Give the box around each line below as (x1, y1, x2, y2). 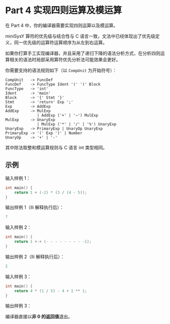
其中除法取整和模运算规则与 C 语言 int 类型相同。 (5, 144, 108, 150)
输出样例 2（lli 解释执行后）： (5, 254, 65, 260)
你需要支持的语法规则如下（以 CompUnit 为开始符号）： (5, 67, 117, 73)
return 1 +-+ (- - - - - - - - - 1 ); (14, 239, 92, 245)
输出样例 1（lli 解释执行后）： (5, 205, 64, 211)
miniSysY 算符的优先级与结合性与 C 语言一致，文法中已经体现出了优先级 (5, 33, 156, 39)
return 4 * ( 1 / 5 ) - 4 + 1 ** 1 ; (14, 288, 88, 294)
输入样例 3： (5, 273, 32, 279)
